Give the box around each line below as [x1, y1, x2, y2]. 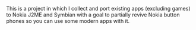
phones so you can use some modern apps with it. [6, 18, 130, 24]
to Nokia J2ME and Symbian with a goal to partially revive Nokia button [6, 11, 180, 18]
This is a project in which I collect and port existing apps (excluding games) [6, 5, 191, 12]
